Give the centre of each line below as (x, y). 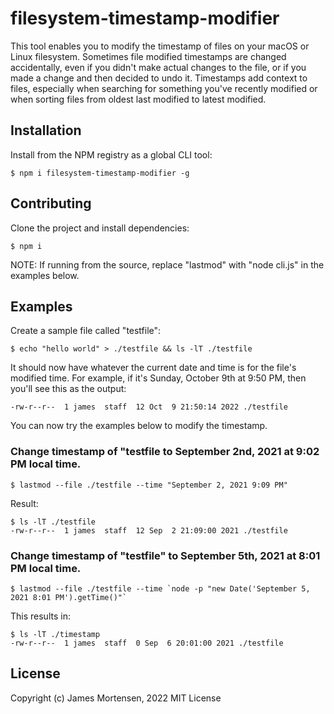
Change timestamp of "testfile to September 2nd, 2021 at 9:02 (165, 452)
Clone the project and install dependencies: (100, 228)
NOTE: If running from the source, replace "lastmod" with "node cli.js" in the (167, 264)
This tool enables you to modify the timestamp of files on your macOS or (160, 46)
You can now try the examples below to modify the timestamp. (139, 426)
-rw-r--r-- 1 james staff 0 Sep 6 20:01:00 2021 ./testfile (147, 643)
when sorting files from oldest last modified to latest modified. (138, 99)
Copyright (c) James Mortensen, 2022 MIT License (116, 698)
